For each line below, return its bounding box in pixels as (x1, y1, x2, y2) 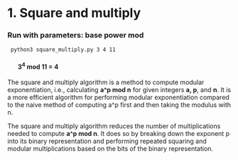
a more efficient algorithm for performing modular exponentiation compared (7, 93, 229, 102)
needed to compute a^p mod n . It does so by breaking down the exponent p (7, 130, 229, 138)
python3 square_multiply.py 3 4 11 (10, 46, 116, 54)
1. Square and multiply (7, 5, 141, 21)
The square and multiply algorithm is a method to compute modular (7, 78, 205, 86)
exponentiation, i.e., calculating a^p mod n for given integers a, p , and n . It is (7, 86, 232, 94)
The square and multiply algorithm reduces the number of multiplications (7, 122, 221, 130)
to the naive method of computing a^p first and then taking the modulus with (7, 101, 232, 109)
